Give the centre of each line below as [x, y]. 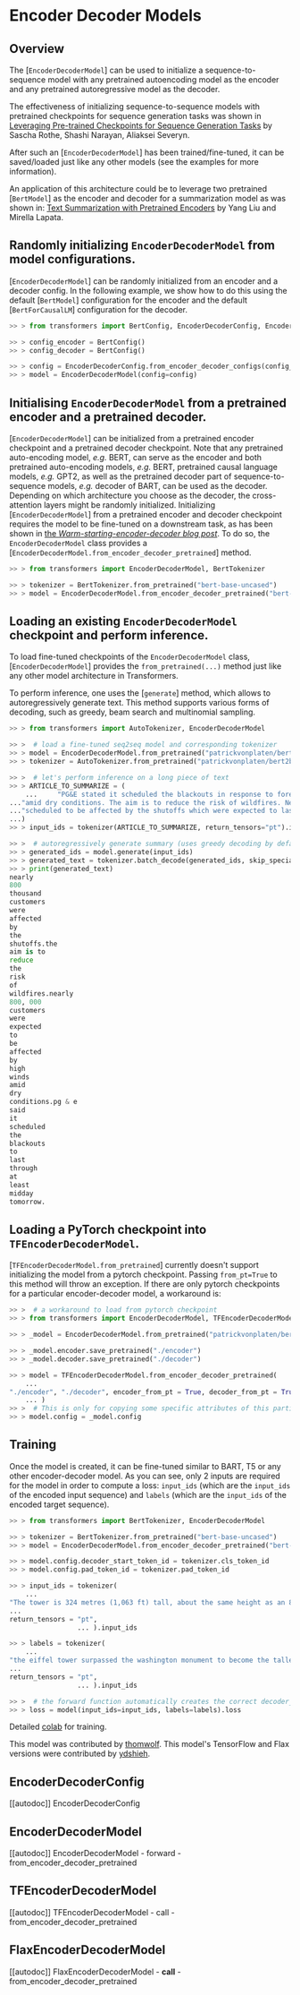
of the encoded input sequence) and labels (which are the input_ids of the [148, 1494]
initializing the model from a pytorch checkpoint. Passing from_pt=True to [144, 1275]
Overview [37, 49]
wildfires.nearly [42, 993]
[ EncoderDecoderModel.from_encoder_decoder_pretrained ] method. [130, 552]
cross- [264, 495]
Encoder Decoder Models [106, 16]
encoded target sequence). [59, 1504]
